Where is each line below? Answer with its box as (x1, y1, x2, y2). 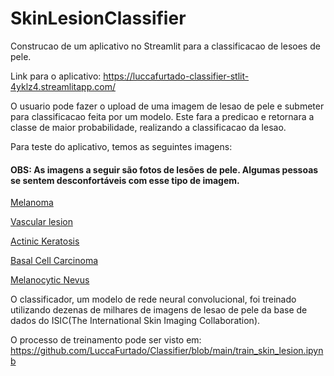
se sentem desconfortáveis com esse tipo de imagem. (10, 174, 240, 186)
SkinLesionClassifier (10, 7, 187, 30)
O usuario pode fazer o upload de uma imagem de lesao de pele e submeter (10, 100, 325, 112)
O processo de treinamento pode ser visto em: (10, 334, 202, 346)
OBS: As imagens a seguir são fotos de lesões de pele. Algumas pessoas (10, 163, 319, 176)
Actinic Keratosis (10, 235, 80, 247)
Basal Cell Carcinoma (10, 255, 99, 267)
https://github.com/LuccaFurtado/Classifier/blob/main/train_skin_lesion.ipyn (10, 345, 324, 357)
